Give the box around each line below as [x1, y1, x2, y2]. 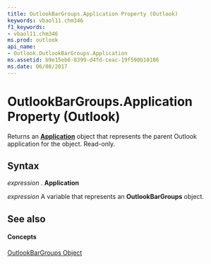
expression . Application [7, 178, 80, 188]
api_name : [7, 43, 37, 50]
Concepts [7, 233, 37, 241]
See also [7, 213, 46, 225]
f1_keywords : [7, 23, 46, 30]
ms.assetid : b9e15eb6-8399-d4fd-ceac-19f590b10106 [7, 57, 159, 64]
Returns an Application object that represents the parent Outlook [7, 132, 198, 140]
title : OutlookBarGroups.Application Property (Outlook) [7, 10, 179, 18]
